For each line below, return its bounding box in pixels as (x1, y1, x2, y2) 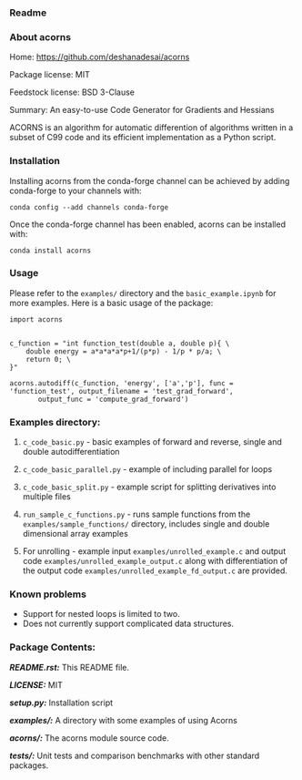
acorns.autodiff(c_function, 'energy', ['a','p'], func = (9, 378, 234, 388)
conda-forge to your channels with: (9, 185, 142, 196)
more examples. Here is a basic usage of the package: (9, 297, 214, 308)
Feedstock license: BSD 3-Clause (9, 87, 135, 97)
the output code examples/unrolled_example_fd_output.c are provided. (22, 565, 288, 576)
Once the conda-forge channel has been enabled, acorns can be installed (9, 219, 287, 230)
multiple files (22, 491, 71, 502)
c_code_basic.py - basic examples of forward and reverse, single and (22, 436, 282, 447)
